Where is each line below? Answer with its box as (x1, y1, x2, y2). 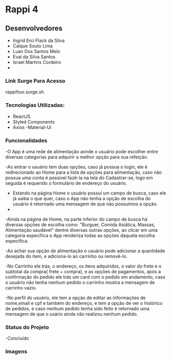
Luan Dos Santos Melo (12, 49, 60, 54)
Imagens (5, 348, 28, 355)
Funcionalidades (5, 137, 47, 144)
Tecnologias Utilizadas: (5, 102, 65, 109)
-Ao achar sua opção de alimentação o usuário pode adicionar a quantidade (5, 248, 165, 254)
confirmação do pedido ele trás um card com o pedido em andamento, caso (5, 274, 166, 280)
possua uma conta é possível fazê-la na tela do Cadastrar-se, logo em (5, 175, 153, 181)
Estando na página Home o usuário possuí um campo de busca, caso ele (12, 190, 166, 196)
